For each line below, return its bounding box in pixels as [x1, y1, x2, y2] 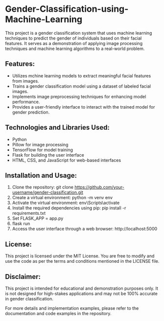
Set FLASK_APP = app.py [12, 215, 64, 221]
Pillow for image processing [12, 141, 69, 147]
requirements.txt [12, 210, 46, 216]
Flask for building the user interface [12, 152, 84, 158]
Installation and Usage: [5, 171, 77, 180]
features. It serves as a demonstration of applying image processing [5, 40, 143, 46]
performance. [12, 99, 40, 105]
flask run [12, 221, 30, 227]
